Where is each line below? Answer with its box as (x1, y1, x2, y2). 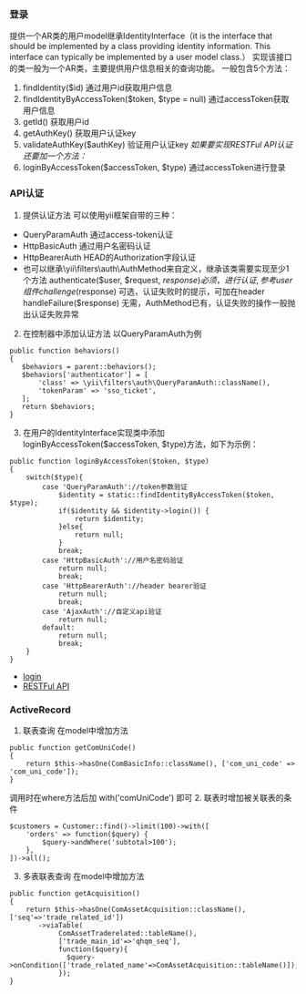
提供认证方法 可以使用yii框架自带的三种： (22, 210, 178, 220)
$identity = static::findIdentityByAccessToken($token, (57, 490, 275, 499)
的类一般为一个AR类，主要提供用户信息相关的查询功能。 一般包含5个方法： (9, 63, 291, 74)
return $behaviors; (21, 402, 96, 411)
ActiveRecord (9, 703, 71, 716)
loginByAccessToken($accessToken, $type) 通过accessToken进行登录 (22, 162, 286, 173)
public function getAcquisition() (9, 888, 141, 898)
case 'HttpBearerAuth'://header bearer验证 (42, 581, 207, 590)
